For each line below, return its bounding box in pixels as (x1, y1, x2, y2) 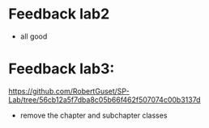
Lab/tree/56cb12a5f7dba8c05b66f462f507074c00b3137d (8, 94, 201, 105)
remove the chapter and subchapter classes (19, 110, 168, 120)
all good (19, 31, 48, 41)
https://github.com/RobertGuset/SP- (8, 86, 130, 96)
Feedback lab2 (8, 5, 110, 23)
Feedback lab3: (8, 60, 115, 78)
